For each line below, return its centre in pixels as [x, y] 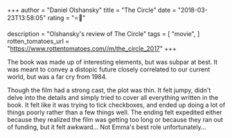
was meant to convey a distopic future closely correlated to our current [109, 69]
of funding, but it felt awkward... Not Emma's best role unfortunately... [107, 127]
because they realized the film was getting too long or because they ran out [115, 120]
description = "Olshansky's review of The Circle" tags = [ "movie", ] [104, 34]
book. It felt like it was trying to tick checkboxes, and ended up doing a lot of [116, 105]
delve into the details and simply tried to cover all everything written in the [113, 97]
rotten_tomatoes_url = [38, 41]
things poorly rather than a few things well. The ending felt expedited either [115, 112]
